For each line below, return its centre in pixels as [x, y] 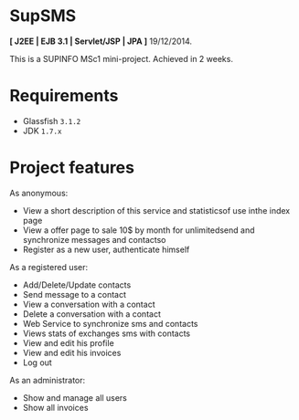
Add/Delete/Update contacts [77, 285]
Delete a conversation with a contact [92, 314]
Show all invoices [55, 407]
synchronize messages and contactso [94, 239]
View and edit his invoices [72, 352]
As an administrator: [48, 380]
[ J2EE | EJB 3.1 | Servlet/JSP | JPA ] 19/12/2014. [101, 41]
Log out [37, 362]
